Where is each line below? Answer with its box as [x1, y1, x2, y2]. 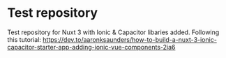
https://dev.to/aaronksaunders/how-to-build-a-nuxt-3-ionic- [43, 35, 218, 43]
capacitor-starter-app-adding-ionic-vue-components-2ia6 [7, 43, 176, 51]
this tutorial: [7, 35, 42, 43]
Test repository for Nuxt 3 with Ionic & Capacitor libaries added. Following [7, 28, 220, 36]
